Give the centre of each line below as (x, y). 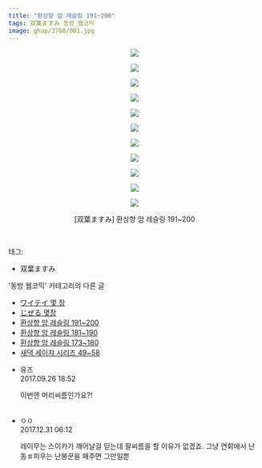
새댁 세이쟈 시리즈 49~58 (60, 353)
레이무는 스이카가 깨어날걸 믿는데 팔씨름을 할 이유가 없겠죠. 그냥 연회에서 (133, 446)
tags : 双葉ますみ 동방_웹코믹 (51, 23)
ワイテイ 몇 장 (42, 303)
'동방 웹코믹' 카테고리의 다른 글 (56, 286)
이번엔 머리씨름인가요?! (56, 395)
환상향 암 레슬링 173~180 (59, 343)
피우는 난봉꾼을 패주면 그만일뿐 (81, 456)
